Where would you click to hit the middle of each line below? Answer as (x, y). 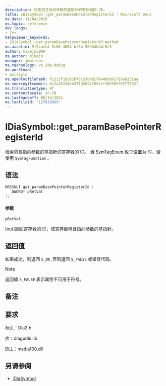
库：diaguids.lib (21, 338)
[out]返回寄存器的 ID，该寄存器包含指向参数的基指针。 (61, 229)
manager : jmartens (24, 61)
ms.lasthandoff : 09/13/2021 (34, 97)
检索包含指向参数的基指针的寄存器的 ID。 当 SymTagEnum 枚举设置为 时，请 (83, 152)
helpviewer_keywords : (28, 38)
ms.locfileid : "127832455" (33, 102)
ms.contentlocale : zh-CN (31, 93)
